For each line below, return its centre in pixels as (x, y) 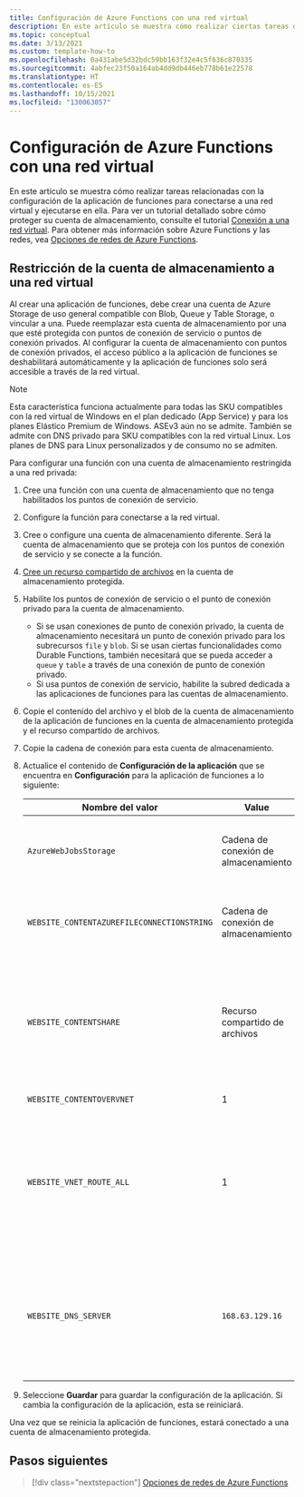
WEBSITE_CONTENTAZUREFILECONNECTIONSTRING (120, 923)
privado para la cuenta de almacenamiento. (104, 609)
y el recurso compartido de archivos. (91, 730)
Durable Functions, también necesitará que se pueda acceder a (154, 655)
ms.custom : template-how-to (62, 52)
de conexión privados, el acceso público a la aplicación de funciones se (143, 352)
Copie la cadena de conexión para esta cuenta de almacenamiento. (148, 748)
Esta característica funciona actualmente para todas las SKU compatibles (146, 407)
